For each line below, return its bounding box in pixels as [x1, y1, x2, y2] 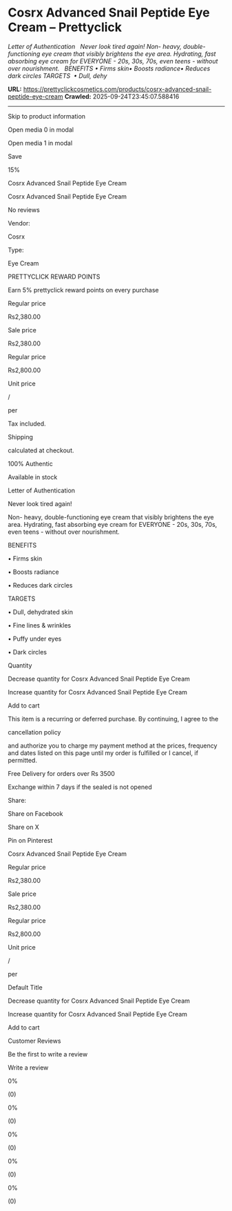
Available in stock [8, 472, 58, 481]
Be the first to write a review [8, 1050, 88, 1058]
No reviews [8, 206, 40, 214]
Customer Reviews [8, 1037, 61, 1045]
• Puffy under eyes [8, 634, 62, 643]
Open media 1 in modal [8, 139, 73, 147]
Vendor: [8, 219, 30, 227]
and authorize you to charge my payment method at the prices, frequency [8, 741, 218, 750]
